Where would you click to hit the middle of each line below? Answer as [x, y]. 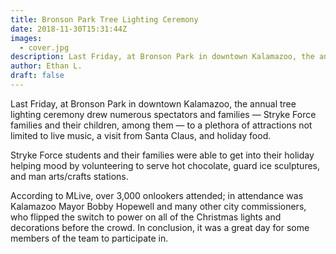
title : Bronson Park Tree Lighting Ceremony [104, 19]
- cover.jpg [44, 47]
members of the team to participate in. [89, 238]
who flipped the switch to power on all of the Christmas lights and [146, 217]
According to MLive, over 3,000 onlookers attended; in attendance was [157, 195]
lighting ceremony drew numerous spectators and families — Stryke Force [163, 114]
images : [26, 38]
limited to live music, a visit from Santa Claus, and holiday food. [141, 135]
